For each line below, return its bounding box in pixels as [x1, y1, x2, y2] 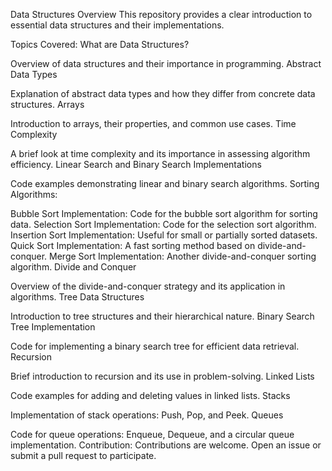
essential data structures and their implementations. [10, 19, 225, 31]
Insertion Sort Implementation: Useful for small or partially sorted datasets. [10, 229, 318, 241]
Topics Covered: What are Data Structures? [10, 39, 190, 50]
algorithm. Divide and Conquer [10, 261, 137, 273]
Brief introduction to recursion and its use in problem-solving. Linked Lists [10, 370, 315, 382]
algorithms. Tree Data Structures [10, 291, 145, 303]
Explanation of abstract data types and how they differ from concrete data [10, 88, 316, 99]
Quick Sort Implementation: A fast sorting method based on [10, 240, 256, 251]
